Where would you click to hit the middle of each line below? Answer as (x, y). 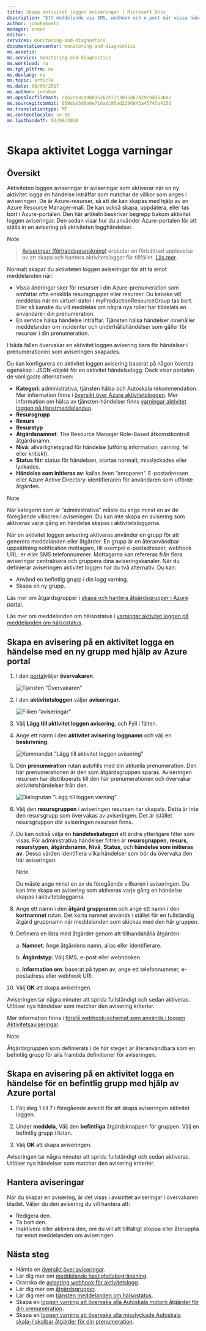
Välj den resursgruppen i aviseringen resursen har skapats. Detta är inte (107, 809)
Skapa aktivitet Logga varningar (90, 151)
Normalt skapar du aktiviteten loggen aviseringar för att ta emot (87, 269)
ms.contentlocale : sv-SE (39, 115)
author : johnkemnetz (33, 23)
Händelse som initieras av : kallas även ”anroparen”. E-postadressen (102, 474)
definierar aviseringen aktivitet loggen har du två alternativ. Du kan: (92, 567)
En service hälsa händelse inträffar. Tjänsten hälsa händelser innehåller (105, 320)
